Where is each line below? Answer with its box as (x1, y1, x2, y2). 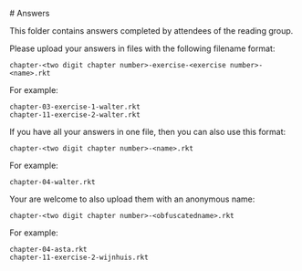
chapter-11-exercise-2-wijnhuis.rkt (9, 253, 149, 262)
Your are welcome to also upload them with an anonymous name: (9, 193, 255, 204)
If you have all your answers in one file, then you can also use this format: (9, 127, 286, 137)
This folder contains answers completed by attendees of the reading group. (9, 26, 294, 36)
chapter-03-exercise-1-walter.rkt (9, 102, 141, 111)
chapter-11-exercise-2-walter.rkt (9, 110, 141, 120)
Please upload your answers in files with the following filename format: (9, 43, 276, 54)
